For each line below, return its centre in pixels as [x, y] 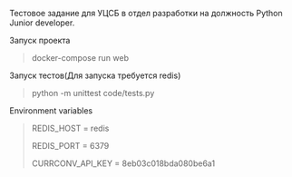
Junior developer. [42, 23]
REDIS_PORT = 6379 [70, 146]
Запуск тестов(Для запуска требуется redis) [95, 75]
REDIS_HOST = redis [70, 128]
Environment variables [51, 111]
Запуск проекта [40, 40]
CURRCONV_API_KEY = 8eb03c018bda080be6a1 [123, 163]
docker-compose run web [80, 58]
